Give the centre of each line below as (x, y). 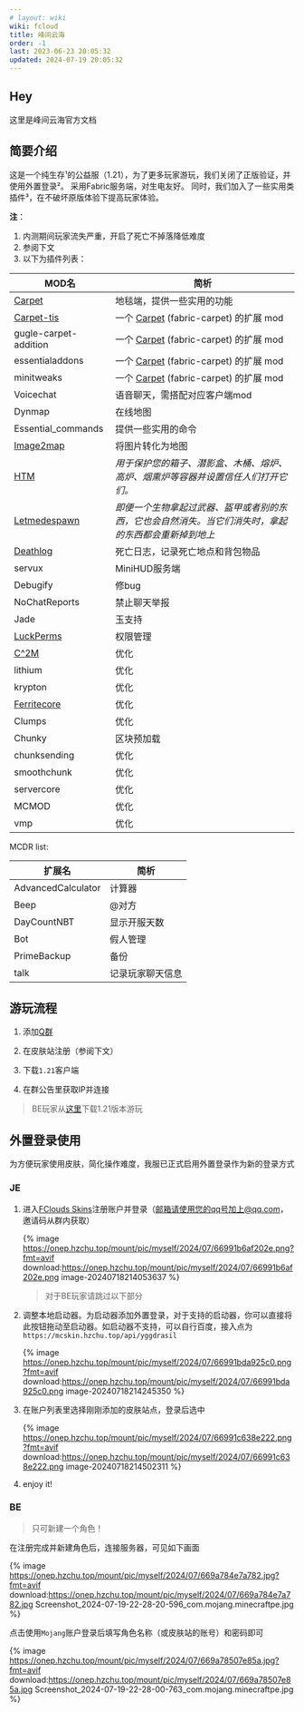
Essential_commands (59, 428)
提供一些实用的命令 (156, 429)
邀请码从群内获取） (58, 1220)
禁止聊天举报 (142, 602)
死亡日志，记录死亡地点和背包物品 (187, 552)
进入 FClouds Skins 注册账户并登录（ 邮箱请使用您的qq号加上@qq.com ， (155, 1208)
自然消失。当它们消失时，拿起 (223, 521)
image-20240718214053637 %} (121, 1277)
